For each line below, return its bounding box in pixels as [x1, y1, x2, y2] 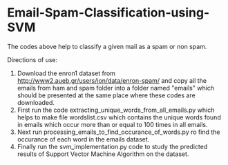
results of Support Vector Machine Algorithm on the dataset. [17, 150, 189, 158]
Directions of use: [7, 55, 58, 64]
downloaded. [17, 98, 55, 106]
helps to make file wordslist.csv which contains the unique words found [17, 113, 221, 122]
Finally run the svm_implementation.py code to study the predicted [17, 142, 208, 151]
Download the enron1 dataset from [17, 69, 116, 77]
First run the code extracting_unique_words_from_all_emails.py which [17, 106, 215, 114]
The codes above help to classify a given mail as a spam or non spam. [7, 42, 207, 50]
